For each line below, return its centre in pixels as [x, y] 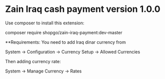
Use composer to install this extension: [45, 23]
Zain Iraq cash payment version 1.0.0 [83, 9]
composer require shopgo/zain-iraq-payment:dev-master [64, 32]
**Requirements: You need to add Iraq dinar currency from [66, 42]
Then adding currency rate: [33, 61]
